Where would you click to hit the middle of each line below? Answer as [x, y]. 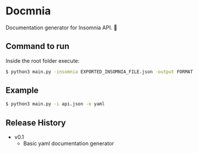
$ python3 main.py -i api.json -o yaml [55, 104]
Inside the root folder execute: [43, 60]
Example [22, 91]
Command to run [38, 46]
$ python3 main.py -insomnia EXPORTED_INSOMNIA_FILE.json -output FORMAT [99, 72]
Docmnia [28, 11]
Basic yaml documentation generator [69, 143]
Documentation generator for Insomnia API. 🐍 [62, 27]
